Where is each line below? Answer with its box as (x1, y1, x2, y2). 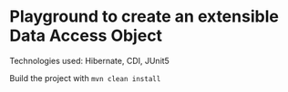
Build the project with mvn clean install (9, 72, 161, 83)
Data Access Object (9, 25, 162, 46)
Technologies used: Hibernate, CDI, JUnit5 (9, 55, 170, 66)
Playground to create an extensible (9, 6, 280, 27)
